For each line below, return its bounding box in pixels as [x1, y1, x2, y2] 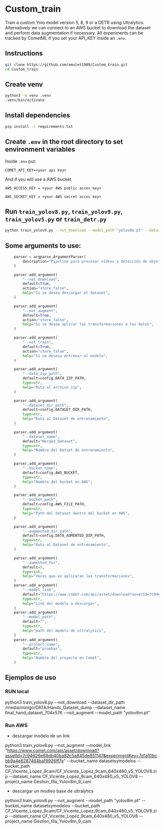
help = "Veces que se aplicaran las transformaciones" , [22, 574, 134, 579]
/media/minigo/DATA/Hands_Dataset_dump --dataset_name [5, 704, 125, 710]
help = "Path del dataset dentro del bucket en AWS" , [22, 511, 130, 516]
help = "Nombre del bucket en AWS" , [22, 479, 93, 484]
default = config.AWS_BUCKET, [22, 470, 80, 475]
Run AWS [5, 722, 28, 728]
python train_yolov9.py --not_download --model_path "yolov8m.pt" [5, 228, 143, 233]
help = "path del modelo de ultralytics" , [22, 628, 106, 633]
